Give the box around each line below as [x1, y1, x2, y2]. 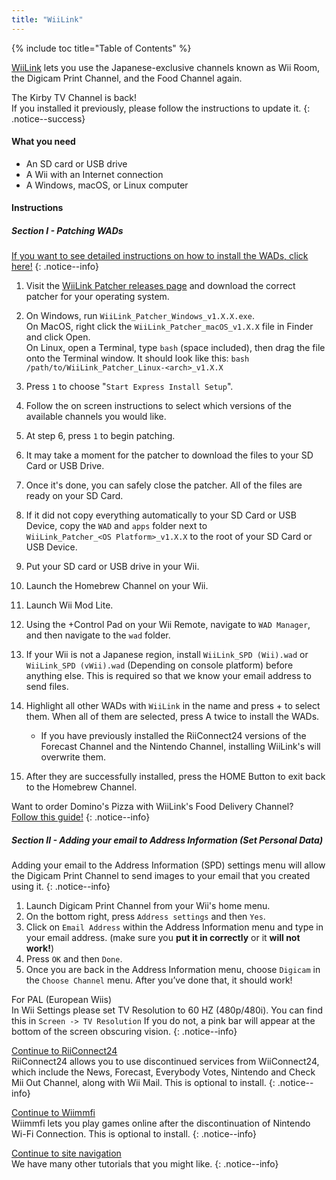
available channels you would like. [25, 411, 167, 423]
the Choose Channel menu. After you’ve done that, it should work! [25, 974, 293, 986]
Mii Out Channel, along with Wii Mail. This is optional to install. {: [11, 1077, 276, 1089]
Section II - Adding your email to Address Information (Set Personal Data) [11, 834, 324, 846]
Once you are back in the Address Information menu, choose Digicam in [25, 964, 321, 976]
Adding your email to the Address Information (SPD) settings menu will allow [11, 859, 326, 871]
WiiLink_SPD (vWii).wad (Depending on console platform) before [25, 659, 294, 671]
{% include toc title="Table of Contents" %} [11, 42, 192, 54]
